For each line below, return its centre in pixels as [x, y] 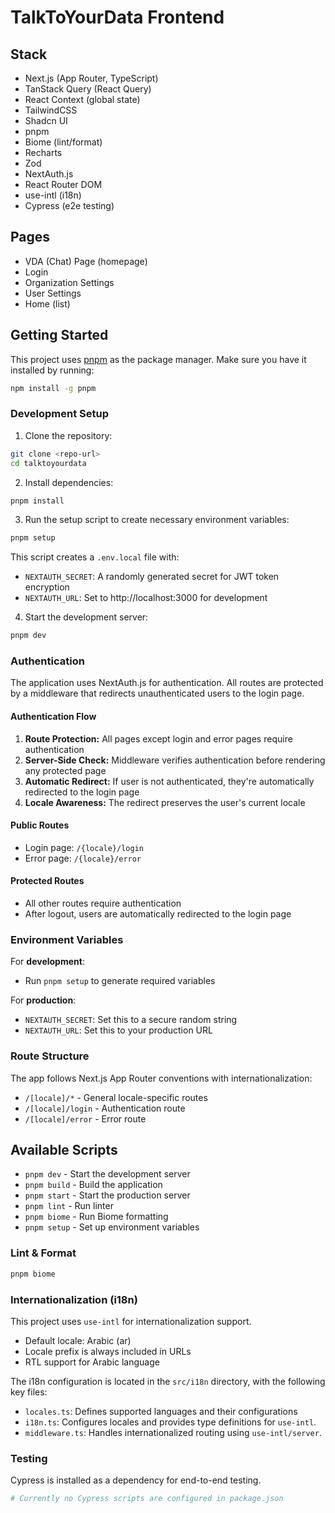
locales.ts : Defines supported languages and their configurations [161, 1411]
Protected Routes [47, 881]
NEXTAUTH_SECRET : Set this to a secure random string [131, 1020]
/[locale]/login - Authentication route [105, 1108]
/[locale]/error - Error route [85, 1118]
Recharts [43, 152]
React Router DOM [63, 184]
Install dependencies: [69, 482]
